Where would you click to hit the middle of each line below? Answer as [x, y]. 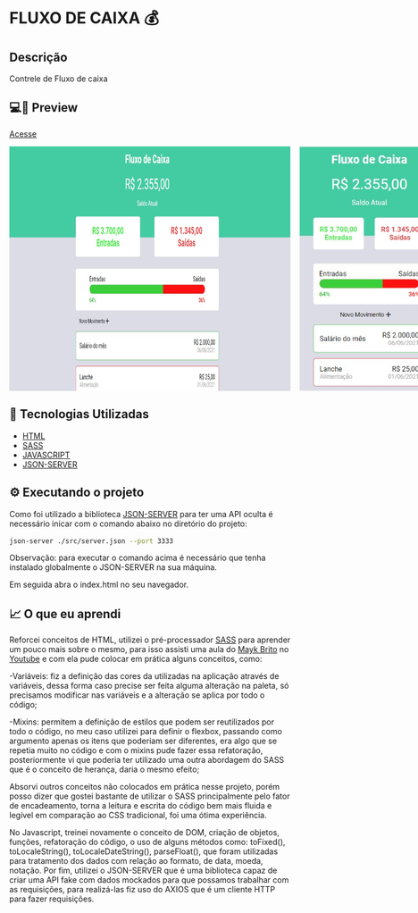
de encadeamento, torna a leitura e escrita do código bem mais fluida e [141, 806]
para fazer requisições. [52, 899]
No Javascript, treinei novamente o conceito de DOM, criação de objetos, [144, 833]
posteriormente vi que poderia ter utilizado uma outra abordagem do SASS [147, 760]
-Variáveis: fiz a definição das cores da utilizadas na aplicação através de [144, 676]
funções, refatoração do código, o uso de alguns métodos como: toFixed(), [147, 842]
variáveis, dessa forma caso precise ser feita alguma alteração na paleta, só [149, 686]
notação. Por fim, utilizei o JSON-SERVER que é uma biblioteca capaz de [143, 871]
